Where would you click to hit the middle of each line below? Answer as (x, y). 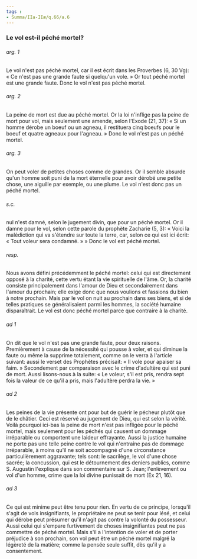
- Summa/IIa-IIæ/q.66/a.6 (38, 17)
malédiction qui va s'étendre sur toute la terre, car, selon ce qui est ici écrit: (98, 235)
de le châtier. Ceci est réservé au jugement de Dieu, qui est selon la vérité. (96, 418)
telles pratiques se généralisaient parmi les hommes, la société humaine (93, 305)
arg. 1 (13, 52)
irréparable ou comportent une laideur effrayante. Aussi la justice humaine (96, 437)
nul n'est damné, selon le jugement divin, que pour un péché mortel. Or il (95, 222)
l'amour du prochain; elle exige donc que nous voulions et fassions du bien (97, 292)
